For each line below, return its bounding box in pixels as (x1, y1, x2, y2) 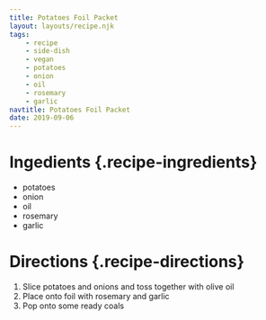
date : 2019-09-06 (9, 113, 75, 122)
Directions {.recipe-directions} (9, 252, 245, 272)
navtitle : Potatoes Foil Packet (9, 105, 130, 114)
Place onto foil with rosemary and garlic (22, 291, 170, 301)
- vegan (25, 55, 54, 64)
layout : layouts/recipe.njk (9, 22, 115, 31)
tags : (9, 30, 30, 39)
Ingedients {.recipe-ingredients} (9, 152, 258, 173)
